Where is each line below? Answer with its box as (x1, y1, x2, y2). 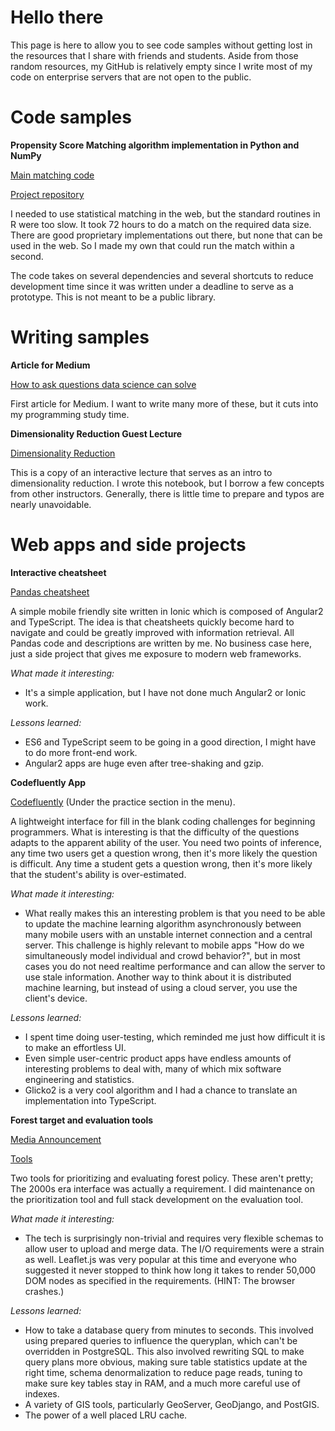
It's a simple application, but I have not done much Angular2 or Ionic (24, 686, 307, 698)
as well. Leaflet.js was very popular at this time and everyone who (24, 1253, 297, 1265)
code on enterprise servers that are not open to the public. (10, 71, 252, 83)
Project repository (10, 188, 85, 200)
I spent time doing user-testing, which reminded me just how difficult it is (24, 1031, 326, 1043)
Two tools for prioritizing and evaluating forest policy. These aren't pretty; (10, 1172, 314, 1184)
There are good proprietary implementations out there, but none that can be (10, 229, 323, 241)
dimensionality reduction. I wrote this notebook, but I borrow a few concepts (10, 477, 325, 489)
